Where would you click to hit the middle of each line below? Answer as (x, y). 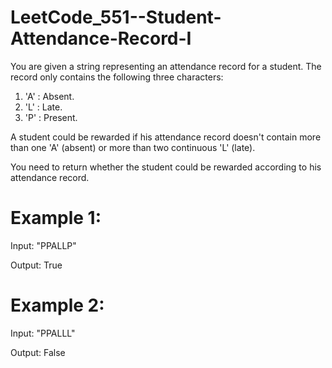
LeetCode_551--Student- (116, 17)
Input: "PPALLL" (43, 333)
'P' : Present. (51, 117)
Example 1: (56, 218)
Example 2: (57, 305)
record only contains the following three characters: (117, 77)
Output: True (36, 265)
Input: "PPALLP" (43, 245)
